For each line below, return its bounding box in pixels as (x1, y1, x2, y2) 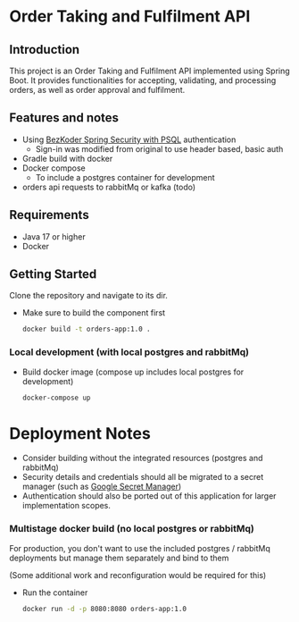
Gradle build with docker (21, 153, 113, 164)
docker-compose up (21, 393, 91, 402)
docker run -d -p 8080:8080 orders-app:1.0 (21, 604, 187, 613)
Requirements (9, 207, 89, 223)
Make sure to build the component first (21, 307, 166, 318)
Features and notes (9, 110, 119, 126)
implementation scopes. (21, 500, 112, 511)
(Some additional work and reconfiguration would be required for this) (9, 569, 267, 580)
